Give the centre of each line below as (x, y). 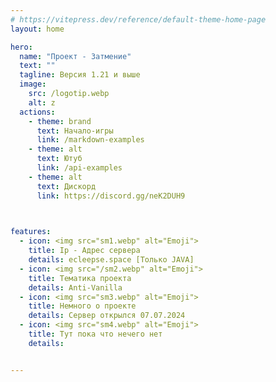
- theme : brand (60, 121)
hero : (21, 47)
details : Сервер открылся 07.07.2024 (107, 316)
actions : (37, 112)
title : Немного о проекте (82, 306)
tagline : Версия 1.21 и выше (80, 75)
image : (33, 84)
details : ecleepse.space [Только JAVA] (111, 260)
